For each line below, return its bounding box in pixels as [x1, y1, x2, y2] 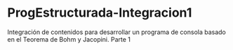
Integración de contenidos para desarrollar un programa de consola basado [7, 28, 227, 36]
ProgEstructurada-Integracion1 [7, 5, 192, 21]
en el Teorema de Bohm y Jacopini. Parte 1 [7, 35, 131, 43]
